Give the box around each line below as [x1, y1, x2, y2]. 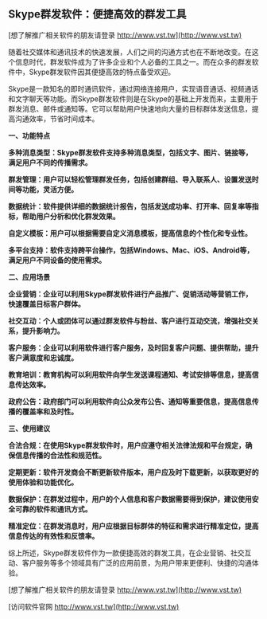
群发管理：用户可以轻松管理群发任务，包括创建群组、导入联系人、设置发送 [8, 174, 252, 184]
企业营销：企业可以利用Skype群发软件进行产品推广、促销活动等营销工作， [8, 289, 253, 299]
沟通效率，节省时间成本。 [14, 114, 99, 123]
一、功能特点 [8, 131, 50, 140]
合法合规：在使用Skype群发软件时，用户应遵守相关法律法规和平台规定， [8, 441, 246, 450]
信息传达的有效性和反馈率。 [8, 531, 99, 540]
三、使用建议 [8, 423, 50, 433]
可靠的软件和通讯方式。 [14, 504, 92, 514]
